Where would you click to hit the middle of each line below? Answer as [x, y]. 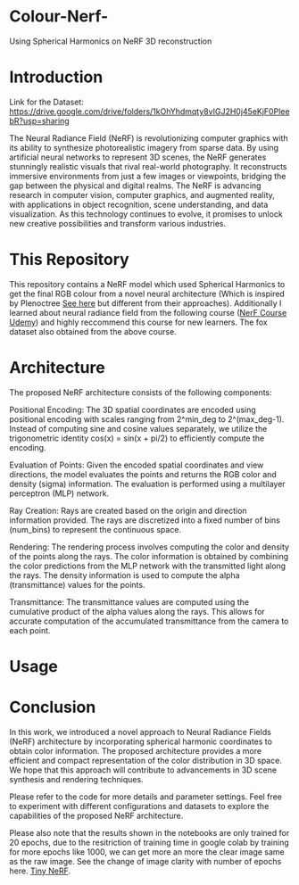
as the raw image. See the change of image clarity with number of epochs [145, 861]
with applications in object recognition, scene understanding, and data [139, 204]
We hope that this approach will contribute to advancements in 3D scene [143, 770]
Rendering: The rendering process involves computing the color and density [149, 547]
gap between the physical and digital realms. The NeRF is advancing [135, 186]
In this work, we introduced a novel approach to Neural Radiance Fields [141, 732]
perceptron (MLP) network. [59, 493]
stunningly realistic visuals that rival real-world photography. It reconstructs [148, 166]
